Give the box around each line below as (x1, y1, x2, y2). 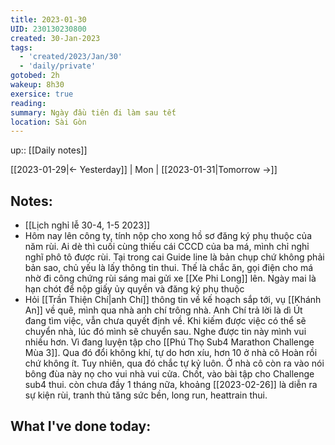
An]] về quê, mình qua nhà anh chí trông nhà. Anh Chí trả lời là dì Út (24, 304, 303, 316)
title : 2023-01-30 (10, 14, 87, 25)
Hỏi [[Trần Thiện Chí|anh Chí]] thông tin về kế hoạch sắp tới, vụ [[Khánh (24, 294, 322, 306)
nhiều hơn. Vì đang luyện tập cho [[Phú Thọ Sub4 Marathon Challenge (24, 336, 315, 348)
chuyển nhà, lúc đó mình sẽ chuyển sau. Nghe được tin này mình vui (24, 326, 307, 338)
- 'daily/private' (19, 61, 97, 71)
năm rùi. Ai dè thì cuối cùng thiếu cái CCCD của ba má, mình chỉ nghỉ (24, 241, 310, 253)
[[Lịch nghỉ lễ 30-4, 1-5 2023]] (24, 219, 151, 231)
